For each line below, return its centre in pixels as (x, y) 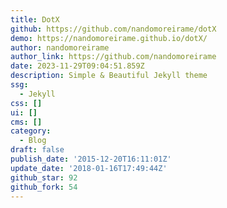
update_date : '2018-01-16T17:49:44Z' (89, 168)
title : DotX (35, 19)
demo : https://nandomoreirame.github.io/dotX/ (109, 38)
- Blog (33, 141)
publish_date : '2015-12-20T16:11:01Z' (91, 159)
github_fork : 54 (44, 187)
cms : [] (26, 122)
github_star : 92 (44, 177)
